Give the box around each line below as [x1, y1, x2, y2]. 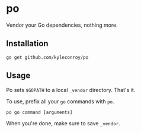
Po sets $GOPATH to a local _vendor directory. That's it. [6, 86, 136, 93]
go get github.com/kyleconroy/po [6, 54, 89, 61]
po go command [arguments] [6, 109, 73, 115]
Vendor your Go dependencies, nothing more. [6, 21, 118, 28]
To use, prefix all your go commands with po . [6, 97, 114, 105]
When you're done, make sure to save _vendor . [6, 119, 120, 126]
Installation [6, 39, 49, 49]
